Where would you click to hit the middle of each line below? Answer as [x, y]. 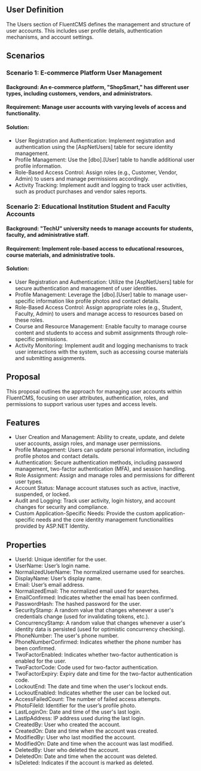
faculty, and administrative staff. [48, 235]
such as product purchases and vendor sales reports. [81, 191]
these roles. [29, 320]
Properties [26, 545]
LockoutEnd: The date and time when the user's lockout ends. [91, 687]
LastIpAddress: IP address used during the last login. [80, 718]
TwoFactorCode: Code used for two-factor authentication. [86, 668]
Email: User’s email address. [50, 585]
